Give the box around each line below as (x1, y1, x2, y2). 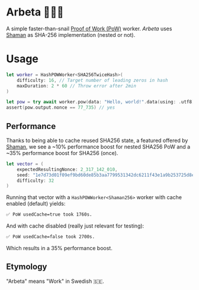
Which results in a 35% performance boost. (6, 245, 113, 252)
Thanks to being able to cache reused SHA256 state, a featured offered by (6, 137, 188, 144)
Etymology (6, 261, 47, 272)
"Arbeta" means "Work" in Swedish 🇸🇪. (6, 278, 105, 285)
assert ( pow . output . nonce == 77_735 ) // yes (6, 105, 115, 111)
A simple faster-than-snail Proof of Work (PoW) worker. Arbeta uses (6, 25, 172, 32)
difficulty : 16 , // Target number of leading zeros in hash (17, 77, 168, 83)
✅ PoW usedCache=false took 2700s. (6, 234, 95, 240)
